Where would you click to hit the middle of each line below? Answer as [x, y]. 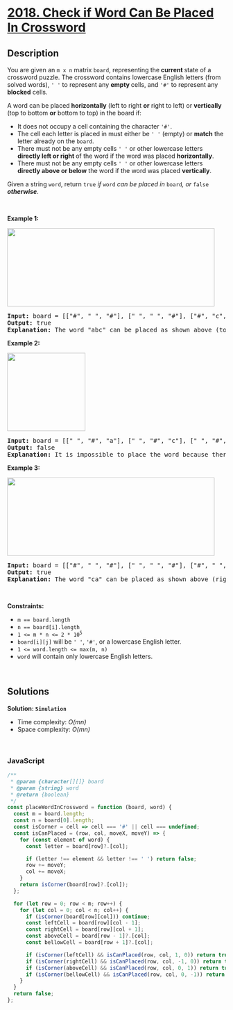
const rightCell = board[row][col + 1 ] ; [85, 929]
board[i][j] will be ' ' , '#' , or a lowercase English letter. [99, 642]
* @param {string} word [44, 788]
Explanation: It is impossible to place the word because [108, 454]
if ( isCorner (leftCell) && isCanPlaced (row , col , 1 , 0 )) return [120, 955]
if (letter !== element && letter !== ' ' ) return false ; [111, 859]
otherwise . [23, 192]
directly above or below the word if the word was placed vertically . [114, 171]
